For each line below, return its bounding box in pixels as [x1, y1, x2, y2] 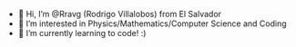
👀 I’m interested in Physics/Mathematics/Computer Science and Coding [17, 18, 287, 29]
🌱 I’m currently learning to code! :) [17, 28, 147, 38]
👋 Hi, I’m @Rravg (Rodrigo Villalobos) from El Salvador [17, 9, 221, 19]
